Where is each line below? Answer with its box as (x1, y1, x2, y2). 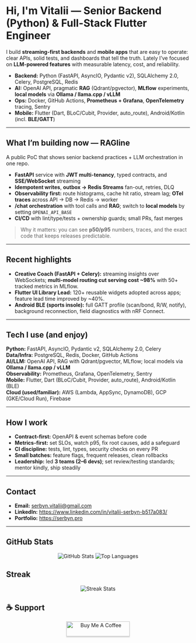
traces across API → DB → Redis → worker (14, 196, 118, 203)
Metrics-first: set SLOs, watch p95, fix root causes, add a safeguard (14, 439, 180, 446)
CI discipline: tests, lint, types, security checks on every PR (14, 446, 159, 453)
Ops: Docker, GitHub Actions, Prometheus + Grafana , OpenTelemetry (14, 97, 184, 104)
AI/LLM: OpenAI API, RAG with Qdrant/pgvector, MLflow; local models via (6, 358, 183, 365)
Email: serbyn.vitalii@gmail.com (14, 502, 92, 509)
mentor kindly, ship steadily (14, 464, 80, 472)
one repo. (6, 160, 29, 167)
